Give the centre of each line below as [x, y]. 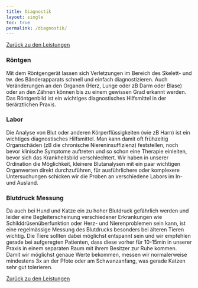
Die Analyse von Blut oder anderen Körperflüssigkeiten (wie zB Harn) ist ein [98, 132]
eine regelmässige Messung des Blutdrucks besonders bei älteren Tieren [95, 230]
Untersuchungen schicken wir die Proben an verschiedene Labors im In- [95, 176]
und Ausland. [22, 182]
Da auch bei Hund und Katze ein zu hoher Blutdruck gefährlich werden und [98, 211]
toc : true [18, 22]
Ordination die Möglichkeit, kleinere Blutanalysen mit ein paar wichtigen [93, 163]
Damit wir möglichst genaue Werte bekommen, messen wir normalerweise [97, 255]
